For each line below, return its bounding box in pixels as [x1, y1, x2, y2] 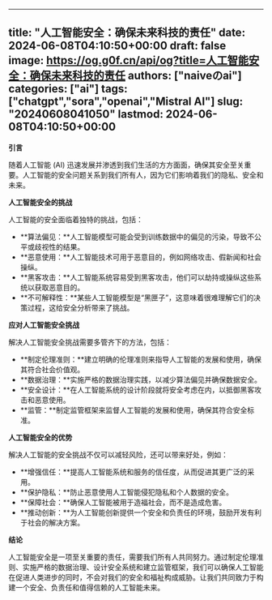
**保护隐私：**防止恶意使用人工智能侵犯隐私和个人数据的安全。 [19, 487, 233, 497]
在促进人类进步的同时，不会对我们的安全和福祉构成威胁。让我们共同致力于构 [8, 572, 264, 582]
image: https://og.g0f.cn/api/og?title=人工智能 [8, 54, 249, 67]
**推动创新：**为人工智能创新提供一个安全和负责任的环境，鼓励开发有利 [19, 508, 261, 517]
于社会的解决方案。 [19, 517, 85, 527]
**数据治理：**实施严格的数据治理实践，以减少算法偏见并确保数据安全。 [19, 375, 261, 384]
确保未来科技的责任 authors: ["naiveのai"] [29, 69, 242, 83]
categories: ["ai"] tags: [8, 82, 128, 96]
